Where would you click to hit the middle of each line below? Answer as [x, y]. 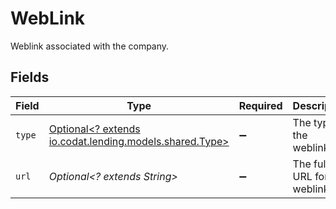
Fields [30, 77]
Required [260, 105]
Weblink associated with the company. [90, 46]
